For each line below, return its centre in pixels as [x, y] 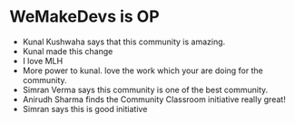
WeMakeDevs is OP [85, 17]
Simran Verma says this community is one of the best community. [145, 90]
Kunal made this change [68, 51]
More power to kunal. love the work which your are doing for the [143, 71]
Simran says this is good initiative [85, 109]
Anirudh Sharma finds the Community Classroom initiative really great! [154, 99]
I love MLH [43, 61]
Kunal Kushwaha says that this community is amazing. [124, 42]
